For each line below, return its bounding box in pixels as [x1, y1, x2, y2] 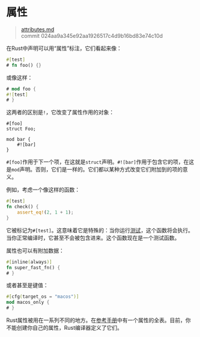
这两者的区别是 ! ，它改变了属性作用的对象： [6, 109, 115, 116]
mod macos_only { [6, 299, 50, 306]
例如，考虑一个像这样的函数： [6, 186, 80, 193]
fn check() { [6, 204, 39, 210]
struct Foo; [6, 126, 36, 132]
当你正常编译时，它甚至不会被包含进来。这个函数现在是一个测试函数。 [6, 234, 180, 241]
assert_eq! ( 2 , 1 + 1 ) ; [17, 209, 74, 215]
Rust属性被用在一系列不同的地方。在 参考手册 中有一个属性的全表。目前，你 [6, 317, 191, 324]
